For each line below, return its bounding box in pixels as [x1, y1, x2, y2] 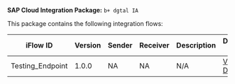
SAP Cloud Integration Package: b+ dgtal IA [7, 6, 138, 14]
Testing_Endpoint [10, 61, 68, 71]
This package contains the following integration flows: [7, 20, 163, 27]
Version [74, 41, 101, 50]
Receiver [139, 41, 170, 50]
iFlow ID [25, 41, 53, 50]
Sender [107, 41, 133, 50]
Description [176, 41, 217, 50]
